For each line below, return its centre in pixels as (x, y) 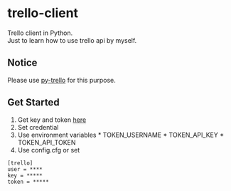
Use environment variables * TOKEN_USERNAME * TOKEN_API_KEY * (120, 135)
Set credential (38, 127)
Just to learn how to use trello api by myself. (72, 40)
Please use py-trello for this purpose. (61, 80)
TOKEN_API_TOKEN (47, 142)
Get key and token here (52, 120)
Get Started (33, 102)
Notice (22, 63)
